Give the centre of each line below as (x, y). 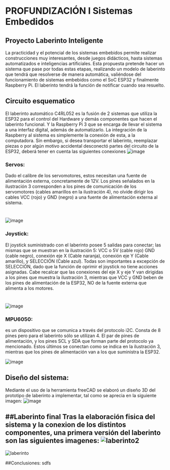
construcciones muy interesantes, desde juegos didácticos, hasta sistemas (84, 58)
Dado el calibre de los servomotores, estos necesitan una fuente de (76, 176)
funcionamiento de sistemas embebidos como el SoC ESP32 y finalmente (82, 80)
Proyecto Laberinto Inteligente (54, 40)
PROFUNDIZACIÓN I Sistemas (69, 11)
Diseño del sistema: (37, 378)
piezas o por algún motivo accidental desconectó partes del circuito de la (82, 146)
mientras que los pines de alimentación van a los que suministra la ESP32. (83, 352)
